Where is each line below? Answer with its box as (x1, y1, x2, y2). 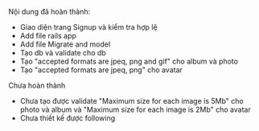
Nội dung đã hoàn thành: (8, 7, 91, 16)
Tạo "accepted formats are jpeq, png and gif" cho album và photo (19, 56, 239, 66)
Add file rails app (19, 31, 76, 40)
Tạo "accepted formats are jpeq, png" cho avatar (19, 65, 183, 75)
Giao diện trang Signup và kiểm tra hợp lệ (19, 23, 158, 31)
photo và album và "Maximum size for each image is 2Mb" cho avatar (19, 104, 251, 114)
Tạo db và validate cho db (19, 48, 106, 57)
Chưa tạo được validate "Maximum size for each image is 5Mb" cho (19, 96, 244, 105)
